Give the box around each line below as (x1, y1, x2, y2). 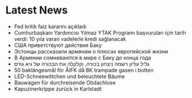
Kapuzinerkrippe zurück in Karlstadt (14, 85, 102, 92)
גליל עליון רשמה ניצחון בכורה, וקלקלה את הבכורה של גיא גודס (14, 60, 150, 67)
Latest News (5, 4, 68, 17)
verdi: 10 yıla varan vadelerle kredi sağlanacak (14, 35, 127, 42)
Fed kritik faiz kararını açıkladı (14, 23, 87, 30)
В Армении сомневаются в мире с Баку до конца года (14, 54, 151, 61)
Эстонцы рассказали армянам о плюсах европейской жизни (14, 48, 168, 55)
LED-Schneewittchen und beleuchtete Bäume (14, 73, 125, 80)
